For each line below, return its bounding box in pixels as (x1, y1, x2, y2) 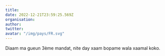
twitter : (5, 26, 24, 32)
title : (5, 7, 19, 13)
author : (5, 21, 22, 27)
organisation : (5, 17, 36, 22)
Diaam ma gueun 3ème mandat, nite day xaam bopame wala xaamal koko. (5, 45, 161, 51)
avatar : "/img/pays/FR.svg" (5, 31, 65, 36)
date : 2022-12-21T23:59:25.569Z (5, 12, 74, 17)
